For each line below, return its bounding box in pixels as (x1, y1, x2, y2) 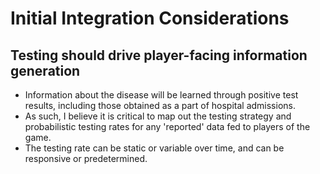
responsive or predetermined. (24, 153, 148, 164)
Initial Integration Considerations (10, 7, 290, 30)
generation (10, 62, 81, 79)
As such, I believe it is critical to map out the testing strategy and (24, 110, 292, 122)
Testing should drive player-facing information (10, 47, 308, 64)
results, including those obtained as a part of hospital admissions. (24, 100, 296, 111)
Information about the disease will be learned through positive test (24, 89, 299, 101)
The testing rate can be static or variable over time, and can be (24, 142, 285, 154)
